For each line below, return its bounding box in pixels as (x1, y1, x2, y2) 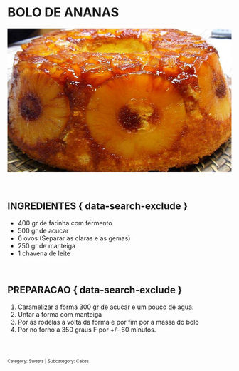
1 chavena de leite (17, 249, 71, 258)
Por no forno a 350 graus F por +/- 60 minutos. (17, 325, 156, 334)
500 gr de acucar (17, 226, 69, 235)
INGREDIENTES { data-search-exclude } (7, 200, 188, 212)
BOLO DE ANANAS (7, 4, 119, 21)
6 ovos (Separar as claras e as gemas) (17, 234, 131, 243)
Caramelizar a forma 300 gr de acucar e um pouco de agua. (17, 303, 194, 311)
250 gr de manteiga (17, 242, 76, 250)
